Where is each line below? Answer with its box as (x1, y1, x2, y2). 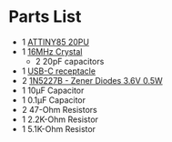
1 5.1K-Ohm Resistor (21, 123, 96, 134)
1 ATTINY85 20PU (21, 36, 90, 47)
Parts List (8, 6, 82, 27)
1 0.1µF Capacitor (21, 94, 86, 106)
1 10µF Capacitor (21, 85, 85, 96)
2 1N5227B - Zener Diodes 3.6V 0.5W (21, 75, 163, 86)
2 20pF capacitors (35, 56, 105, 66)
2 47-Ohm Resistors (21, 104, 97, 115)
